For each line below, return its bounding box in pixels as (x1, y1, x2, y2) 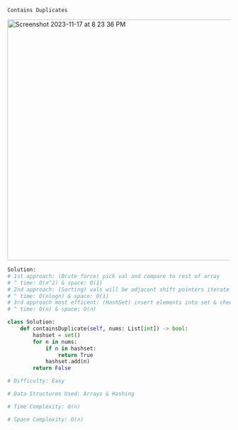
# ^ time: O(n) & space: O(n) (7, 306, 97, 313)
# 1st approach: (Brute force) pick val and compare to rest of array (7, 272, 220, 280)
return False (33, 365, 72, 372)
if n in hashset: (45, 345, 97, 352)
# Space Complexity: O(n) (7, 416, 84, 423)
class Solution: (7, 319, 55, 326)
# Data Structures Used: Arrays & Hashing (7, 390, 135, 397)
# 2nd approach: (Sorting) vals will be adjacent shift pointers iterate (7, 286, 230, 293)
